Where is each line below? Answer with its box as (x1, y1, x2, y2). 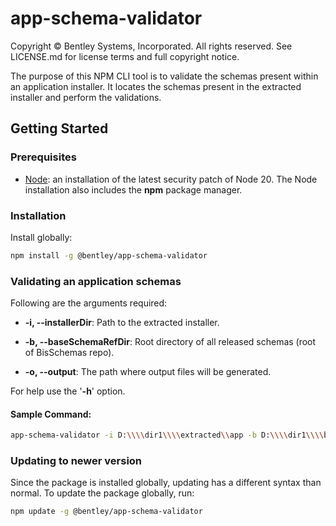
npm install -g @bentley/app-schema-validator (10, 250, 208, 261)
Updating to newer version (10, 454, 143, 468)
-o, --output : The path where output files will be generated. (24, 366, 272, 378)
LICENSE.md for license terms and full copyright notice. (10, 50, 240, 62)
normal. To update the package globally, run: (10, 487, 195, 499)
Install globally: (10, 231, 73, 243)
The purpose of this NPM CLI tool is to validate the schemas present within (10, 70, 319, 82)
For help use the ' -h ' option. (10, 385, 126, 397)
